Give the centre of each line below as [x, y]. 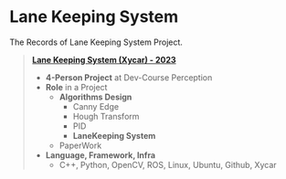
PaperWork [80, 145]
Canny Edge [96, 106]
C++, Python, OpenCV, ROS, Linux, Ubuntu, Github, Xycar [168, 164]
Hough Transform [106, 116]
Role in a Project [76, 87]
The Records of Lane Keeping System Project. [96, 42]
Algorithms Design [95, 97]
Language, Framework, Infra [101, 155]
